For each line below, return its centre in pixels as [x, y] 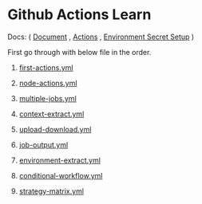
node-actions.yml [48, 83]
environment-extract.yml [60, 160]
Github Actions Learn [79, 15]
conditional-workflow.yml [61, 175]
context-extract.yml [51, 114]
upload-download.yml [55, 129]
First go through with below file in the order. [79, 52]
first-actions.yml [46, 67]
